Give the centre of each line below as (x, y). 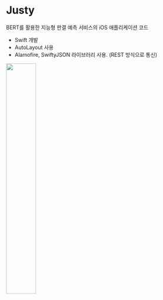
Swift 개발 (26, 40)
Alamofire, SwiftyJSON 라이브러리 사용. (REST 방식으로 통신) (86, 54)
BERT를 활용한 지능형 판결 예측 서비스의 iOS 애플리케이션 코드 (77, 27)
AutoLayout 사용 (34, 47)
